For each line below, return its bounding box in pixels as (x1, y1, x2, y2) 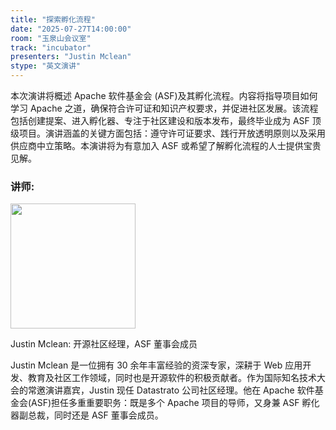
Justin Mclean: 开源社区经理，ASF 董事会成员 (10, 338, 198, 350)
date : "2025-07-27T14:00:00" (10, 24, 132, 34)
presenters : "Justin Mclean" (10, 52, 132, 62)
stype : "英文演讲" (10, 61, 82, 71)
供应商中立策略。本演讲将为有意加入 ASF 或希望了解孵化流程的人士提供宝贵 (10, 140, 322, 151)
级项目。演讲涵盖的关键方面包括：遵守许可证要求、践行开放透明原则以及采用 (10, 127, 326, 139)
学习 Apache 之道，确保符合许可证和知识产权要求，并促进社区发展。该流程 (10, 102, 319, 114)
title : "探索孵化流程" (10, 14, 96, 25)
